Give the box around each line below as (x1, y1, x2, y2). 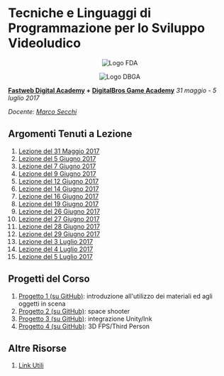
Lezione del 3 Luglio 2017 (18, 237, 94, 245)
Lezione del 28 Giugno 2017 (18, 222, 101, 231)
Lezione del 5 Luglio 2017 (18, 252, 93, 260)
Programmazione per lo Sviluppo (8, 20, 205, 36)
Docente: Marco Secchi (8, 107, 77, 116)
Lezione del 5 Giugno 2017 (18, 154, 96, 162)
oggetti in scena (18, 299, 66, 308)
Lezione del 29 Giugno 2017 (18, 229, 101, 238)
